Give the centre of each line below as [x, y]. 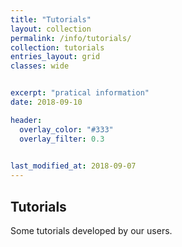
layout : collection [51, 29]
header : [26, 120]
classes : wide [40, 66]
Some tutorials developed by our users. [91, 230]
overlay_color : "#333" [66, 129]
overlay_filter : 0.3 [62, 139]
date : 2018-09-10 [46, 102]
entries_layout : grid [55, 57]
